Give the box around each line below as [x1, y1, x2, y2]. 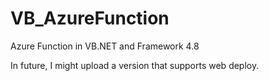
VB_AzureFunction [10, 7, 170, 30]
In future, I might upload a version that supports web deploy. [10, 59, 260, 71]
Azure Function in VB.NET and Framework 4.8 [10, 40, 200, 52]
